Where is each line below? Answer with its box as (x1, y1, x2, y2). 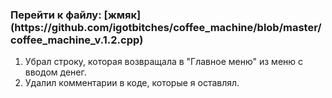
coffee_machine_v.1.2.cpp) (10, 33, 144, 47)
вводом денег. (24, 66, 87, 78)
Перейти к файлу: (10, 8, 102, 22)
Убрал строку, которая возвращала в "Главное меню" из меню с (24, 56, 304, 68)
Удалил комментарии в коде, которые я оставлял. (24, 77, 240, 89)
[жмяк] (103, 8, 142, 22)
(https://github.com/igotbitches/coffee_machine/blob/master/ (10, 20, 322, 34)
